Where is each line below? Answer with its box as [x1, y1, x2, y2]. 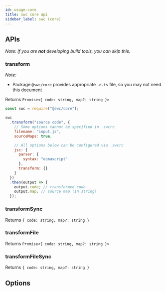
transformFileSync [5, 253, 51, 260]
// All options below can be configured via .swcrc [14, 143, 124, 147]
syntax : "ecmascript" [23, 156, 68, 162]
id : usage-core [5, 7, 37, 12]
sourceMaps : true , [14, 134, 52, 139]
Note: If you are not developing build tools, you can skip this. [5, 48, 131, 54]
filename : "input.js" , [14, 129, 61, 134]
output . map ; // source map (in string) [14, 189, 97, 194]
